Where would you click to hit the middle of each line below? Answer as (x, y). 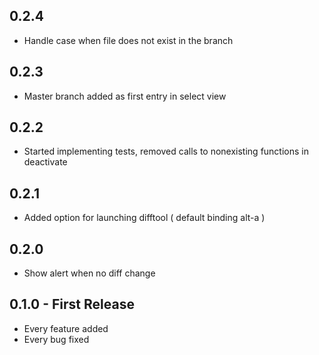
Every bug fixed (56, 339)
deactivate (45, 162)
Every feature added (66, 328)
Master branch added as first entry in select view (125, 96)
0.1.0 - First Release (72, 304)
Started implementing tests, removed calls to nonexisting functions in (166, 151)
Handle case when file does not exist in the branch (128, 40)
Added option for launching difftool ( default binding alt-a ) (144, 218)
